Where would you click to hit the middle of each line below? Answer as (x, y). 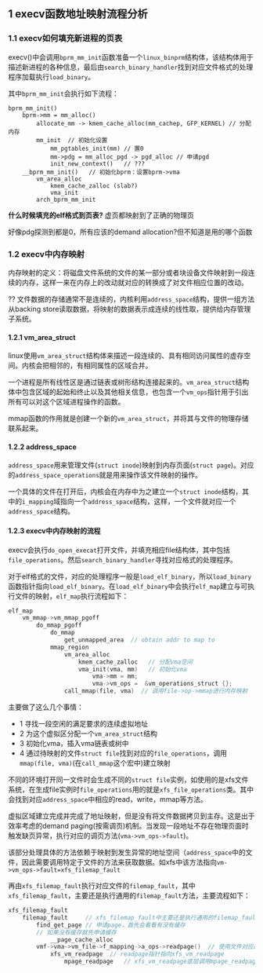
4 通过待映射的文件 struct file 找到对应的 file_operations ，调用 (123, 753)
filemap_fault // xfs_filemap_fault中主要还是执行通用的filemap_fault (141, 917)
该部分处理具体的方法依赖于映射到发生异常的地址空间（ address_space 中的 (127, 852)
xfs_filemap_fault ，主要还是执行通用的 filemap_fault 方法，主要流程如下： (129, 896)
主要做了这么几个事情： (46, 707)
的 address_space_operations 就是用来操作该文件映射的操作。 (105, 475)
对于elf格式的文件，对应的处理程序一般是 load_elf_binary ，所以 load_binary (130, 576)
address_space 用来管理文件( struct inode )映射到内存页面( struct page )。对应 (131, 465)
